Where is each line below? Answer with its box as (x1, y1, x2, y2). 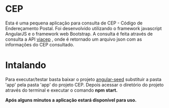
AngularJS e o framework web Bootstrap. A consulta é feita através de (5, 31, 153, 37)
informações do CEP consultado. (5, 41, 75, 47)
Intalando (5, 60, 47, 71)
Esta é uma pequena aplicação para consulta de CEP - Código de (5, 20, 143, 26)
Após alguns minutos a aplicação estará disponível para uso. (5, 97, 137, 103)
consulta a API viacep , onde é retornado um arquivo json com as (5, 36, 143, 42)
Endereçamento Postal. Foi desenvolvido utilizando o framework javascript (5, 25, 162, 31)
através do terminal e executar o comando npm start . (5, 87, 118, 93)
